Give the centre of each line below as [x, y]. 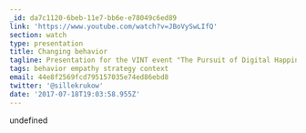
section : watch [38, 35]
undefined [29, 120]
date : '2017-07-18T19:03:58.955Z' [75, 94]
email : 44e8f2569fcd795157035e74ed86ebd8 [89, 77]
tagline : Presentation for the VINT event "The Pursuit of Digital [140, 60]
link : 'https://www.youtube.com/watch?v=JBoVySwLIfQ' [114, 26]
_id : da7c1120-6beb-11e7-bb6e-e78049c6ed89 [93, 18]
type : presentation [46, 43]
